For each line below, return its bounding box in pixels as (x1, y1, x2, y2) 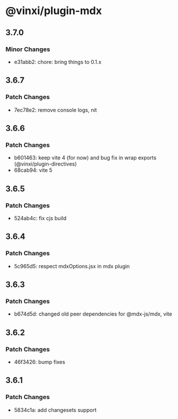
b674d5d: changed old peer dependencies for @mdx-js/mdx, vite (13, 310, 172, 317)
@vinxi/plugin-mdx (5, 4, 102, 18)
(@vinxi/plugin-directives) (13, 160, 77, 168)
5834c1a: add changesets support (13, 406, 97, 413)
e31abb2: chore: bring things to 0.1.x (13, 58, 102, 65)
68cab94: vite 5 (13, 167, 53, 174)
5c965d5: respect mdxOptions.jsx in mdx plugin (13, 262, 130, 269)
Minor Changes (5, 45, 50, 53)
